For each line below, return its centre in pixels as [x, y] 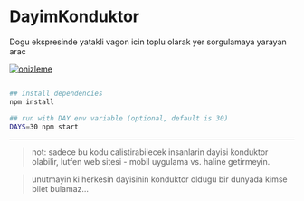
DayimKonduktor [75, 17]
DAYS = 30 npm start [44, 127]
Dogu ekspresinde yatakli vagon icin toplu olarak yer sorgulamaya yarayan [148, 42]
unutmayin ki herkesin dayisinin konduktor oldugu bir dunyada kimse [159, 179]
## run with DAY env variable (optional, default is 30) [119, 118]
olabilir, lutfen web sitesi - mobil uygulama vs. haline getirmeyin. [151, 162]
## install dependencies [56, 93]
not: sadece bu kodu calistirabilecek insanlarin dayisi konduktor [150, 152]
